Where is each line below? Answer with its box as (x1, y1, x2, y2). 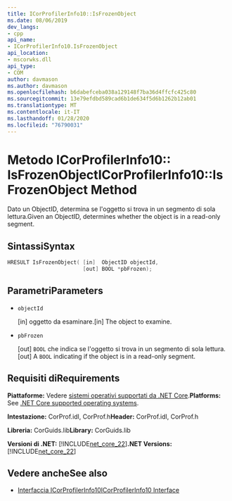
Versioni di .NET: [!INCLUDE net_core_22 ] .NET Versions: (7, 439, 172, 448)
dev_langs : (7, 23, 39, 30)
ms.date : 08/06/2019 (7, 17, 68, 24)
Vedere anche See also (7, 467, 108, 479)
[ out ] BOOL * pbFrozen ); (82, 265, 153, 273)
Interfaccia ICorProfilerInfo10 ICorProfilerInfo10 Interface (17, 486, 180, 495)
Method (90, 182, 137, 198)
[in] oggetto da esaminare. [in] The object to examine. (17, 317, 172, 326)
